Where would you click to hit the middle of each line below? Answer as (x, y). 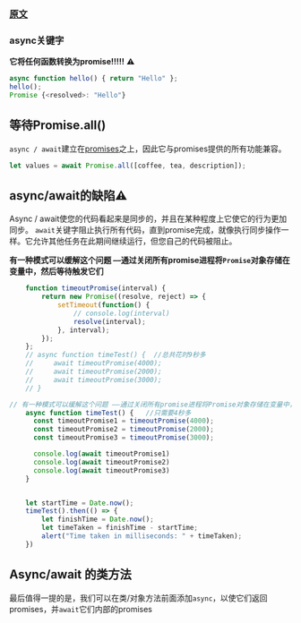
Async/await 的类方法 (70, 575)
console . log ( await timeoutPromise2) (101, 462)
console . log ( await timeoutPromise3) (101, 470)
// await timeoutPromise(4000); (94, 363)
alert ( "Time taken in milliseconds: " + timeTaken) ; (142, 536)
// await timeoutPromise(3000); (94, 380)
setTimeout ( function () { (103, 305)
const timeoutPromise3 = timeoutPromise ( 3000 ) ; (124, 438)
